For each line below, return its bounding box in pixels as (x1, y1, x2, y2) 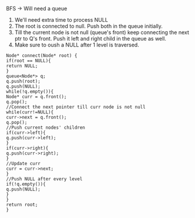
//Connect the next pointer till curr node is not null (6, 104, 146, 110)
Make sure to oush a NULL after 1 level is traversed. (14, 41, 139, 48)
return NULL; (6, 63, 38, 69)
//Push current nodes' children (6, 125, 85, 130)
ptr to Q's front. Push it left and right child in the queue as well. (14, 35, 166, 42)
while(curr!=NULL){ (6, 109, 54, 115)
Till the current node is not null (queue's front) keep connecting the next (14, 29, 190, 36)
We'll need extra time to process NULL (14, 16, 109, 23)
